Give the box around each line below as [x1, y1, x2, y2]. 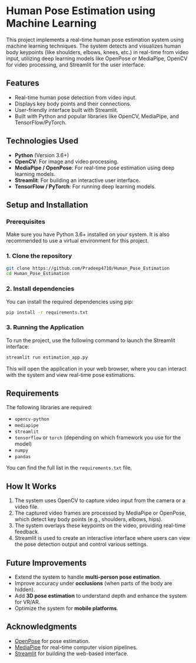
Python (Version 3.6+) [14, 151, 69, 158]
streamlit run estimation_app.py [6, 354, 88, 360]
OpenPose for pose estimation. [14, 637, 90, 644]
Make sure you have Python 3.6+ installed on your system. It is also [6, 231, 170, 238]
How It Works [6, 481, 57, 491]
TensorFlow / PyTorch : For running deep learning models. [14, 183, 156, 190]
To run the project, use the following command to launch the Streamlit [6, 337, 175, 344]
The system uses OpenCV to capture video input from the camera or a [14, 497, 185, 504]
